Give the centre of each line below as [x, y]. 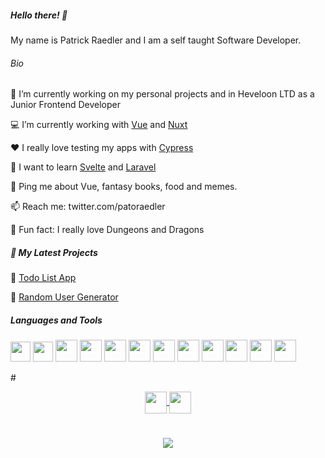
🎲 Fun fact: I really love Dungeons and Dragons [107, 230]
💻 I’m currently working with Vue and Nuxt [99, 125]
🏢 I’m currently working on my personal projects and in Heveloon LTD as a [162, 94]
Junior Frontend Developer [66, 105]
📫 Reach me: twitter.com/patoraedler [88, 207]
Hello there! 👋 [39, 15]
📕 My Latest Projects [54, 252]
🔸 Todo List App [43, 278]
